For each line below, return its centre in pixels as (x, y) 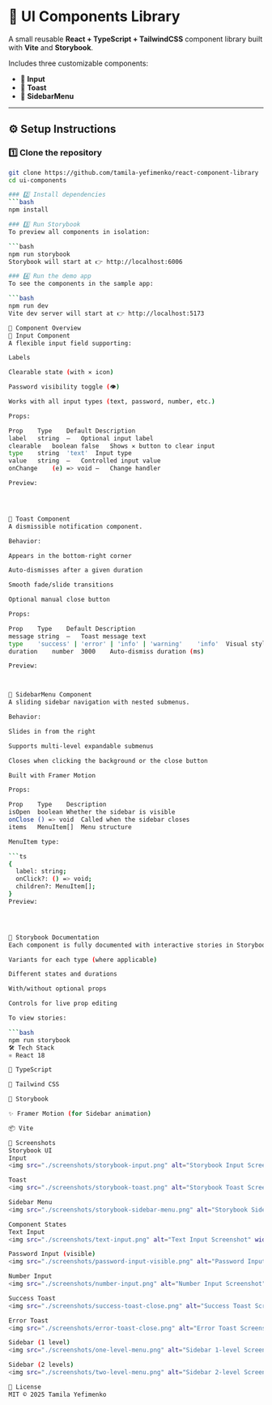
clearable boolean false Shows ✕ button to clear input (112, 446)
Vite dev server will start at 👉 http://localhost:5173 (106, 313)
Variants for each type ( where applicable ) (83, 960)
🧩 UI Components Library (94, 17)
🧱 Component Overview (45, 328)
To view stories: (38, 1018)
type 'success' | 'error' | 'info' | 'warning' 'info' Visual (128, 644)
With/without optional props (57, 989)
